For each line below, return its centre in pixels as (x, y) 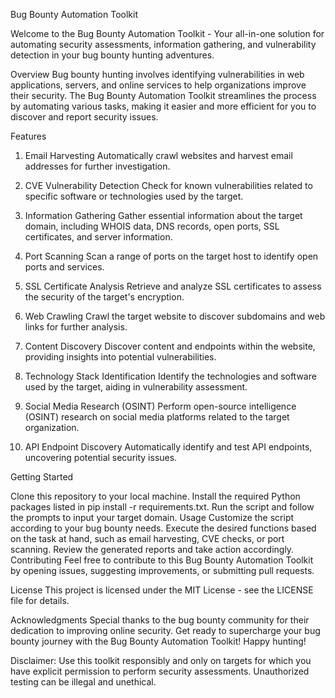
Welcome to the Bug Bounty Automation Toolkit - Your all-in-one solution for (167, 33)
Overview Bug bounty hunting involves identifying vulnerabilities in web (157, 74)
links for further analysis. (76, 327)
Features (28, 136)
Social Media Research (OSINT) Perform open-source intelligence (160, 406)
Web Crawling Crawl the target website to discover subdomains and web (175, 316)
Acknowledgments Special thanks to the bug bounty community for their (160, 620)
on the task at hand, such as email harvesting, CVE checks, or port (147, 538)
